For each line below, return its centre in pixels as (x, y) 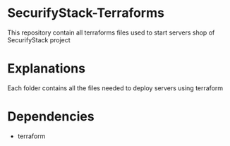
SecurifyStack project (39, 39)
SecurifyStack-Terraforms (86, 13)
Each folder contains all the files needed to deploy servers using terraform (115, 88)
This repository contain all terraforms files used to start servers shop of (111, 32)
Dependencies (51, 117)
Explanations (47, 69)
